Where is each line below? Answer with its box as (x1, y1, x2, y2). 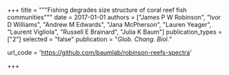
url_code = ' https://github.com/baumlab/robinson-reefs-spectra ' (7, 48, 192, 56)
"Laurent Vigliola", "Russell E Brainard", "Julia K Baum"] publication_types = (7, 28, 223, 36)
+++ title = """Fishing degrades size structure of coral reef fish (7, 6, 187, 14)
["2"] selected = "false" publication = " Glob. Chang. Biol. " (7, 35, 172, 43)
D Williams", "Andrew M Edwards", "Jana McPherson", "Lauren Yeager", (7, 21, 212, 28)
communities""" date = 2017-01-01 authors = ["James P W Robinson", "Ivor (7, 13, 221, 21)
